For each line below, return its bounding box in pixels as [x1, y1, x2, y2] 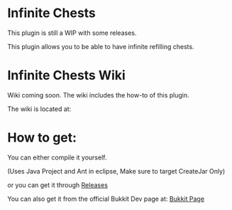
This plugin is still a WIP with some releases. [7, 28, 137, 37]
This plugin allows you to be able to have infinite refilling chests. [7, 42, 194, 51]
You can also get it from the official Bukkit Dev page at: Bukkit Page [7, 194, 204, 203]
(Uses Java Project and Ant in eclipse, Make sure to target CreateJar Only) [7, 167, 226, 175]
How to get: [7, 130, 77, 146]
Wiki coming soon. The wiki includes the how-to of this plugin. [7, 90, 189, 99]
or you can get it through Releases [7, 180, 109, 189]
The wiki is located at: [7, 105, 72, 113]
